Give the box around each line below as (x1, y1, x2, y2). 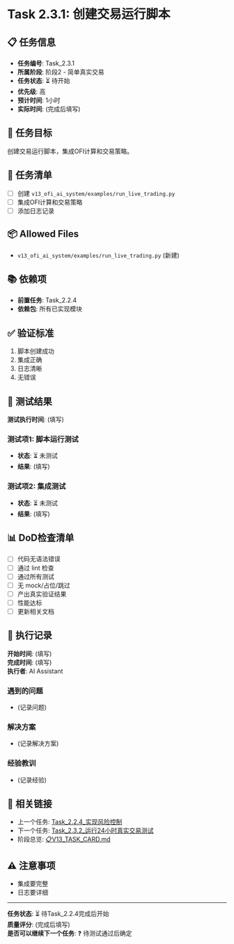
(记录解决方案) (17, 739, 59, 748)
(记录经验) (17, 775, 47, 784)
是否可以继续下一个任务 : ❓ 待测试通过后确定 (7, 929, 132, 938)
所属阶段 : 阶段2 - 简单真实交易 (17, 68, 104, 76)
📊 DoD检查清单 (7, 532, 75, 544)
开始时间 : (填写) (7, 649, 52, 658)
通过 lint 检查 (17, 564, 54, 572)
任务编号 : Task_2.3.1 (17, 59, 75, 67)
